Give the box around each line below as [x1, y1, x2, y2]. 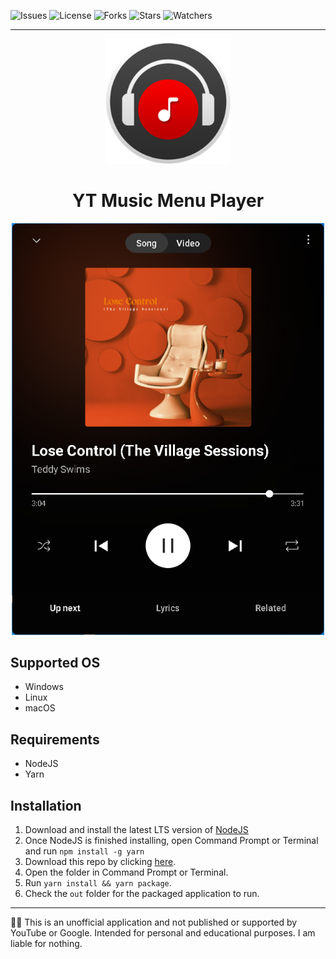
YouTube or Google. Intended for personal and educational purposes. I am [10, 927, 316, 939]
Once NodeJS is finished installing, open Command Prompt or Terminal [24, 835, 319, 847]
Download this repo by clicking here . [24, 856, 177, 868]
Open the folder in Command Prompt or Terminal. [24, 866, 229, 879]
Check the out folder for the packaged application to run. [24, 888, 260, 900]
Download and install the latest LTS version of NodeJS [24, 824, 249, 836]
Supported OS [10, 655, 101, 672]
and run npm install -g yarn [24, 845, 145, 857]
